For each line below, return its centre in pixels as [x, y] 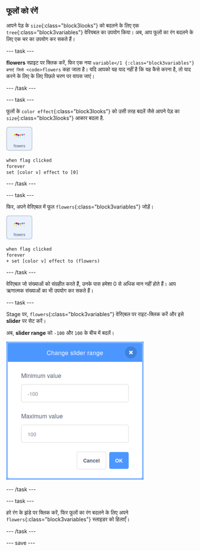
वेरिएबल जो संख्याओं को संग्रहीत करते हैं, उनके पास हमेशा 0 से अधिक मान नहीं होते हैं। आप [91, 284]
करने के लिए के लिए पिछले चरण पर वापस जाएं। [50, 76]
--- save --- [21, 543]
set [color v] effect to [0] [42, 172]
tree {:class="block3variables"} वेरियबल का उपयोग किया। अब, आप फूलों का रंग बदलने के [100, 32]
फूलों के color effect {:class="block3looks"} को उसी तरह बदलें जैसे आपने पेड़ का [93, 111]
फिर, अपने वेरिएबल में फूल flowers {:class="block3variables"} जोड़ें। [80, 207]
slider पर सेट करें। [26, 320]
